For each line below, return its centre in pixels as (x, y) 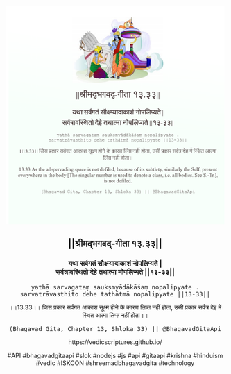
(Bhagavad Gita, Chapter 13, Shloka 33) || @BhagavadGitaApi (115, 329)
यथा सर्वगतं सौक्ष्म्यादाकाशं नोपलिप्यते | (115, 264)
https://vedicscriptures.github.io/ (115, 342)
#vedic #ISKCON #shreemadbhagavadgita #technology (115, 363)
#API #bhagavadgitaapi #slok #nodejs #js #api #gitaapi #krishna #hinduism (115, 355)
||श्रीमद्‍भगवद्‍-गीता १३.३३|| (115, 244)
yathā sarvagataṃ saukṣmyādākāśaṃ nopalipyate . (115, 287)
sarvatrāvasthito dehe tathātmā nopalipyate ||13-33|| (115, 294)
